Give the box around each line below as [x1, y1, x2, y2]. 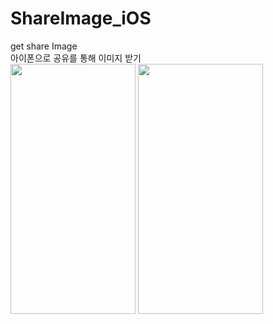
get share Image [10, 40, 78, 52]
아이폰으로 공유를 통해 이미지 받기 [10, 52, 142, 64]
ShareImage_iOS [10, 7, 152, 30]
